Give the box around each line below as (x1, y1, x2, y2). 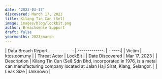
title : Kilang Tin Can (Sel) (5, 16, 65, 21)
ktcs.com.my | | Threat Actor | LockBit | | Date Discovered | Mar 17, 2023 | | (5, 53, 158, 59)
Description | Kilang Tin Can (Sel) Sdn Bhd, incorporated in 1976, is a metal (5, 58, 157, 64)
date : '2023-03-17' (5, 7, 45, 12)
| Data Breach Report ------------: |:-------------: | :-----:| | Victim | (5, 47, 142, 54)
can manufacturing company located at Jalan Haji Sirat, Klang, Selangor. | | (5, 63, 158, 69)
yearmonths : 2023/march (5, 35, 54, 39)
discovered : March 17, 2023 (5, 12, 63, 17)
